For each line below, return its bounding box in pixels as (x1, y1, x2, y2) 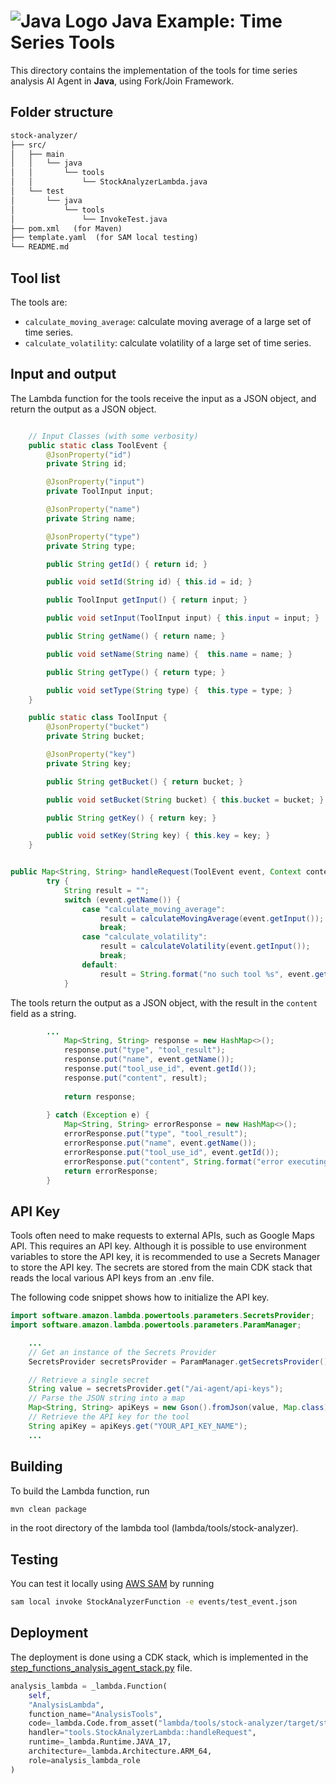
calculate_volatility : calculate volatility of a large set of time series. (24, 336, 312, 349)
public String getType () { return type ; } (46, 667, 226, 677)
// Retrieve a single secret (28, 1375, 150, 1385)
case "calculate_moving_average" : (81, 904, 226, 914)
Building (10, 1458, 63, 1475)
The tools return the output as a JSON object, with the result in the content (10, 996, 318, 1009)
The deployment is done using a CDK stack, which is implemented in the (10, 1651, 309, 1663)
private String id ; (46, 459, 128, 469)
